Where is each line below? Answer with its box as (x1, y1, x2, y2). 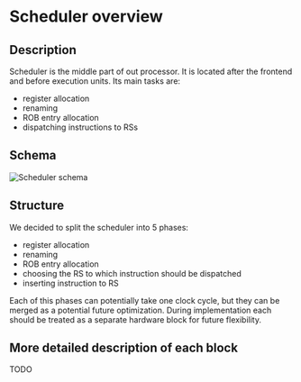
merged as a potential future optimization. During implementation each (9, 305, 272, 315)
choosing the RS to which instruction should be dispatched (22, 268, 242, 278)
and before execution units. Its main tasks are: (9, 76, 181, 86)
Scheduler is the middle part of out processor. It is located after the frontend (9, 66, 293, 77)
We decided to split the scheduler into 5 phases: (9, 222, 189, 232)
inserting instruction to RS (22, 277, 119, 288)
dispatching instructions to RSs (22, 122, 138, 132)
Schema (9, 148, 57, 163)
